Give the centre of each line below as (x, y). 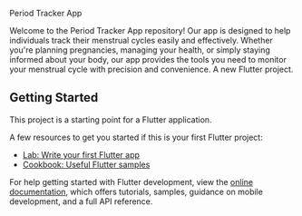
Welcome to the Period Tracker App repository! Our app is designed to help (150, 30)
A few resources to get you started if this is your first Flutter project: (136, 137)
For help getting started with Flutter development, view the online (132, 182)
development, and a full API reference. (81, 201)
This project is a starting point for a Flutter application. (111, 119)
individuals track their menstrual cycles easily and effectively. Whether (141, 40)
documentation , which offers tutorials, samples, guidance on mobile (136, 191)
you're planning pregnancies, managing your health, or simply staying (140, 50)
